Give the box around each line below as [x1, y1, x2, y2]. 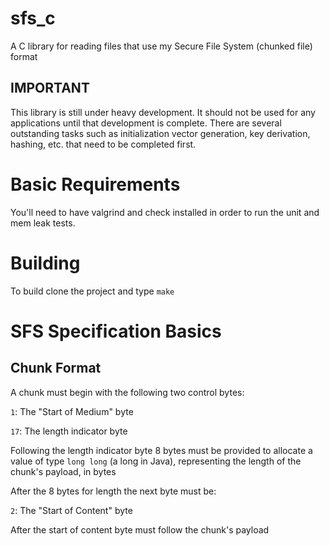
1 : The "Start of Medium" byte [10, 405, 134, 417]
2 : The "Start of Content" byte [10, 504, 133, 516]
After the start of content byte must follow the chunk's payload [10, 523, 270, 536]
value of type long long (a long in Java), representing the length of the [10, 455, 302, 467]
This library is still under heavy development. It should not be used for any [10, 106, 316, 118]
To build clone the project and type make [10, 285, 175, 297]
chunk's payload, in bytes [10, 465, 117, 477]
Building [10, 252, 81, 274]
